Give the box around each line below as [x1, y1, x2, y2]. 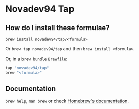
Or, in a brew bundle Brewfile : [5, 56, 68, 62]
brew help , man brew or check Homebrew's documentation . [5, 98, 129, 104]
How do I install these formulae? [5, 23, 110, 32]
